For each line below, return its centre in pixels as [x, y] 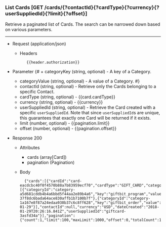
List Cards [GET [24, 7]
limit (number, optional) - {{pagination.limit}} [65, 123]
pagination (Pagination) [51, 163]
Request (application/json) [39, 44]
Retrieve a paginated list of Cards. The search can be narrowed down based [83, 24]
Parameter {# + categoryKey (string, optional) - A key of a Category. [82, 72]
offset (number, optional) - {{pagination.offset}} [68, 129]
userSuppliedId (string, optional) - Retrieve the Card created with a [87, 107]
